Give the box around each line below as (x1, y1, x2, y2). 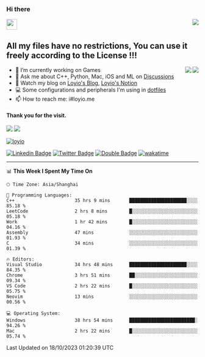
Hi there (6, 5, 31, 13)
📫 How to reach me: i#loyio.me (15, 95, 95, 103)
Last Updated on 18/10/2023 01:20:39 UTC (6, 344, 114, 352)
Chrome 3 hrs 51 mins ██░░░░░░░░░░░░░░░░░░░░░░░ (6, 272, 198, 279)
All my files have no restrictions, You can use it (6, 40, 188, 51)
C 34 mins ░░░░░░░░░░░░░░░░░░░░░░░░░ (6, 240, 198, 247)
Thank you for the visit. (6, 112, 67, 119)
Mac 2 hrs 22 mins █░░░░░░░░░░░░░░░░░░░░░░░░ (6, 328, 198, 334)
